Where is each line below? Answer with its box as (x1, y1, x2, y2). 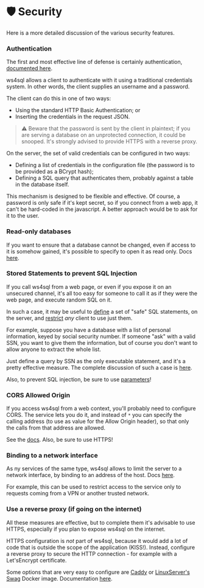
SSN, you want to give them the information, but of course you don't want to (6, 339, 198, 346)
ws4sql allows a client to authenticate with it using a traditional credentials (6, 77, 193, 84)
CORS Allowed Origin (6, 391, 71, 399)
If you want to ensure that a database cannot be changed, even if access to (6, 241, 196, 249)
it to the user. (6, 212, 40, 219)
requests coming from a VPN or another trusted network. (6, 490, 149, 497)
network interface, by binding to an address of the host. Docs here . (6, 472, 175, 479)
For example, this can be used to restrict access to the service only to (6, 483, 181, 491)
